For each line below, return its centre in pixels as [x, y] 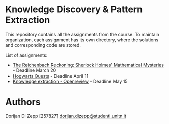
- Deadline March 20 [34, 70]
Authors [23, 102]
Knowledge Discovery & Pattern [74, 9]
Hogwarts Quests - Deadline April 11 [50, 76]
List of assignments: [26, 55]
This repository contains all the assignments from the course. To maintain [82, 34]
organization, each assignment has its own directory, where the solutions [82, 40]
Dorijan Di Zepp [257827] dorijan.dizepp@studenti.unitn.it [66, 116]
